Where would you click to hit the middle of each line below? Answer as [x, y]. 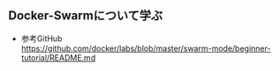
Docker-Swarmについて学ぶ [86, 16]
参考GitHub [42, 39]
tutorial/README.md [58, 57]
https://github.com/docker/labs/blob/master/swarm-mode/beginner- [146, 48]
